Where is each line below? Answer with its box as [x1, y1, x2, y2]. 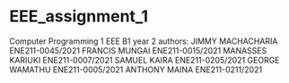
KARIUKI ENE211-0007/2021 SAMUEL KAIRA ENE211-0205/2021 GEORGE [9, 54, 280, 65]
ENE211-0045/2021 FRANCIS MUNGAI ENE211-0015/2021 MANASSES [9, 45, 267, 55]
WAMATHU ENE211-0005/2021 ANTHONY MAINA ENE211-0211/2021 [9, 64, 263, 75]
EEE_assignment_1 [9, 6, 148, 27]
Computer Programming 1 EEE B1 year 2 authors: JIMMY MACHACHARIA [9, 36, 278, 46]
